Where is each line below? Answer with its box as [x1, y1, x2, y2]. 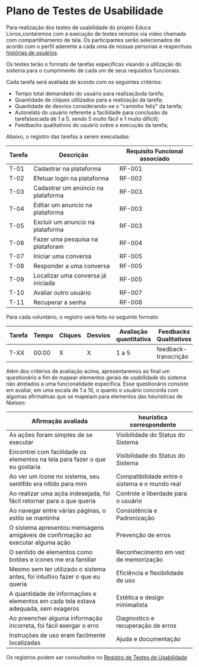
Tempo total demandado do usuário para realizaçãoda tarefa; [14, 90, 165, 97]
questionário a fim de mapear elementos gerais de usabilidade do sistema [6, 374, 187, 381]
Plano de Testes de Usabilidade [6, 4, 164, 18]
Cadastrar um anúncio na [33, 184, 104, 192]
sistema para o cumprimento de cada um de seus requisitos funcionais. [6, 67, 181, 74]
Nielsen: [6, 399, 27, 406]
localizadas [9, 638, 41, 647]
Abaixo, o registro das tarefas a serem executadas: [6, 132, 130, 140]
